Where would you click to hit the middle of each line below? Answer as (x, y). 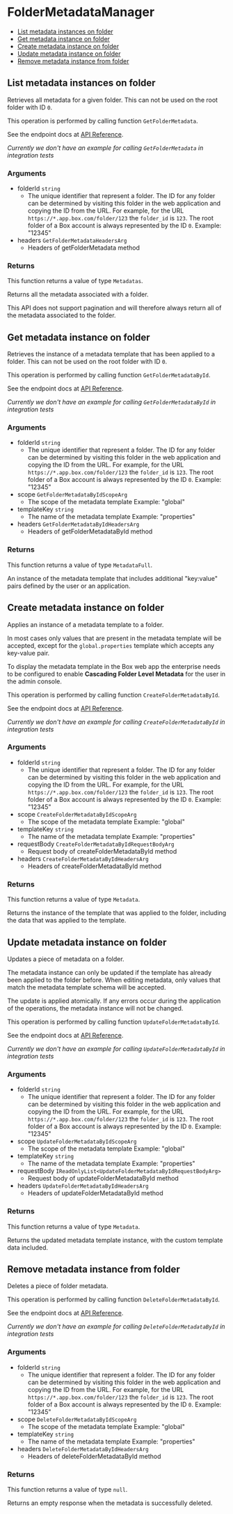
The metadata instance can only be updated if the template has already (110, 972)
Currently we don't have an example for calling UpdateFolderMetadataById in (116, 1049)
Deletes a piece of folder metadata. (58, 1286)
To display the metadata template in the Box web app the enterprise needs (114, 666)
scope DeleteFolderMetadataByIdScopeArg (77, 1419)
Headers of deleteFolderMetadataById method (94, 1456)
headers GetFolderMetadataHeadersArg (72, 241)
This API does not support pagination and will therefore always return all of (114, 308)
